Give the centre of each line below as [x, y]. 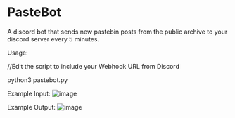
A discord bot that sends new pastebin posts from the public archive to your [118, 32]
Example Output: [32, 107]
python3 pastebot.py [38, 80]
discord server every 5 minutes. [53, 39]
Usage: [18, 53]
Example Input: [29, 93]
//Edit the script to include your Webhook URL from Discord [93, 66]
